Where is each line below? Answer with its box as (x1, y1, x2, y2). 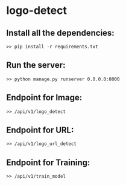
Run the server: (6, 60, 66, 70)
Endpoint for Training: (6, 157, 90, 167)
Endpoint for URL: (6, 125, 74, 135)
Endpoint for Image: (6, 92, 83, 103)
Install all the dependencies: (6, 28, 115, 38)
